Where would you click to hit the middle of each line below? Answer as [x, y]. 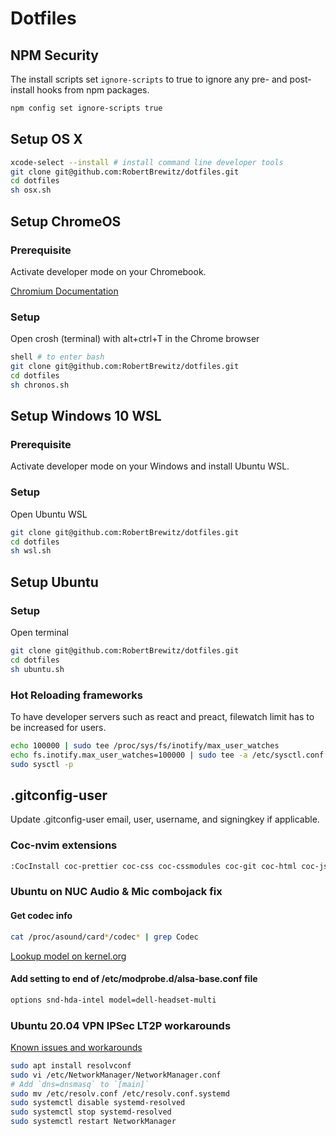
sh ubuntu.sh [37, 669]
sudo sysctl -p [42, 764]
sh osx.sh [31, 190]
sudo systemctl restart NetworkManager [93, 1122]
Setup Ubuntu [54, 582]
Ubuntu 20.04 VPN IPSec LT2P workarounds [121, 1025]
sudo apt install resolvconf [71, 1065]
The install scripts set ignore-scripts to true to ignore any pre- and [149, 79]
